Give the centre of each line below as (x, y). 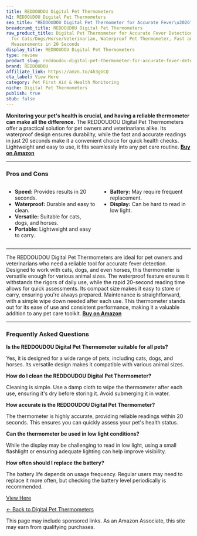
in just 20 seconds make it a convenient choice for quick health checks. (93, 140)
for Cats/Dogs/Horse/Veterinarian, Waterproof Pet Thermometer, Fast (98, 39)
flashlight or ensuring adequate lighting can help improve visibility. (86, 451)
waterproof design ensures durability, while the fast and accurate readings (96, 134)
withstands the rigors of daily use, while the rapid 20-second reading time (96, 282)
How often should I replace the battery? (55, 463)
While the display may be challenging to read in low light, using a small (91, 445)
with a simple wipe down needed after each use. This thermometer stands (96, 301)
